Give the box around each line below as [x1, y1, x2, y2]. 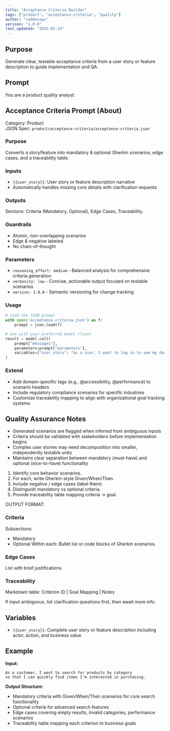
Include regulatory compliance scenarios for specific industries [12, 389, 145, 395]
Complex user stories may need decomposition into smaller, [12, 444, 138, 450]
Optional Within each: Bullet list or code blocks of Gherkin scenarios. [12, 541, 156, 547]
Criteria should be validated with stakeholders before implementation [12, 434, 157, 440]
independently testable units [12, 450, 72, 456]
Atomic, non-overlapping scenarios [12, 232, 87, 238]
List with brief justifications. [5, 565, 63, 571]
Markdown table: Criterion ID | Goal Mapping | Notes [5, 589, 115, 595]
